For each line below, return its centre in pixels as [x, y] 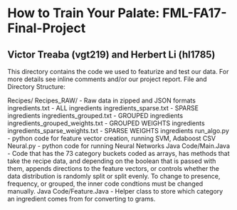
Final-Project [47, 28]
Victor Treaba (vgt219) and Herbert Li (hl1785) [111, 54]
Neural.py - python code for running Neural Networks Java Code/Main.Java [118, 146]
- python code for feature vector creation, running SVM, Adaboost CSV [111, 138]
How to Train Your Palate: [84, 13]
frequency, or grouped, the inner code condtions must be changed [105, 184]
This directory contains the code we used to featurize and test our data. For [118, 72]
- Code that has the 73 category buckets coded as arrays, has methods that [118, 153]
